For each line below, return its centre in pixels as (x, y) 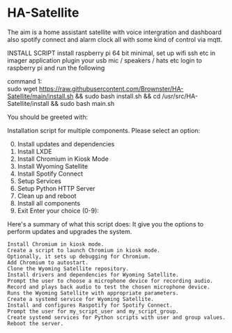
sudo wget (23, 88)
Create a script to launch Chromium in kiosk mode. (84, 250)
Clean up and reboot (47, 196)
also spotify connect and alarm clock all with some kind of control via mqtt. (115, 39)
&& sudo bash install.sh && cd (118, 96)
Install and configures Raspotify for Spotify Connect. (90, 305)
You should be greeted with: (48, 117)
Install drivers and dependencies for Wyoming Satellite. (93, 274)
